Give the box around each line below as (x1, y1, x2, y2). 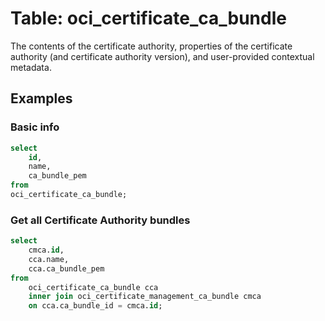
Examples (10, 90, 73, 107)
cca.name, (28, 254, 70, 264)
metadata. (10, 61, 52, 73)
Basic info (10, 120, 60, 134)
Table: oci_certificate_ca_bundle (10, 7, 287, 30)
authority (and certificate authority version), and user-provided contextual (10, 50, 315, 62)
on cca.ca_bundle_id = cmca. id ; (28, 301, 163, 311)
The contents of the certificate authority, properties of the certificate (10, 40, 293, 52)
